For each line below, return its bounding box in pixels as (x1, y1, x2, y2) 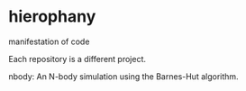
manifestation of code (8, 36, 90, 47)
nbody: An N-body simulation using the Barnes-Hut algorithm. (8, 70, 240, 82)
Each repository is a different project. (8, 53, 146, 64)
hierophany (8, 6, 96, 27)
